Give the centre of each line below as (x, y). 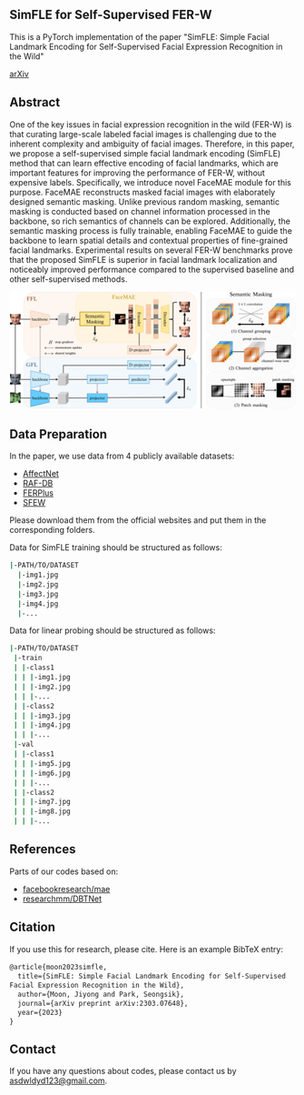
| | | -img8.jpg (42, 812)
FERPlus (38, 493)
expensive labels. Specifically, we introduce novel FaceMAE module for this (151, 182)
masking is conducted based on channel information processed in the (140, 211)
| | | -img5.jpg (42, 763)
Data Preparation (58, 434)
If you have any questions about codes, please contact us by (123, 1071)
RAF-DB (38, 483)
